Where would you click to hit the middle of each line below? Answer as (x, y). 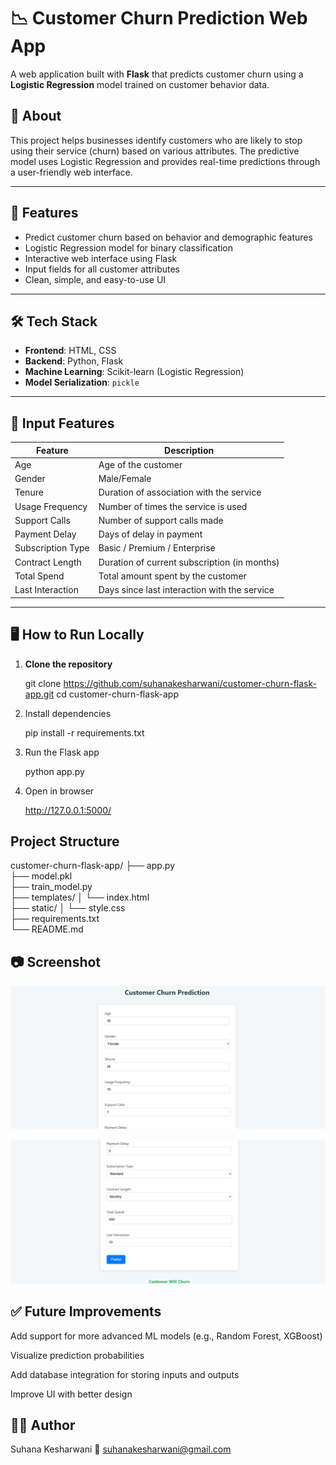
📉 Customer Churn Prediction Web (159, 18)
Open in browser (59, 791)
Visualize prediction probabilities (77, 1355)
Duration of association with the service (180, 492)
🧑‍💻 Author (43, 1425)
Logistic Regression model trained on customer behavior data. (140, 84)
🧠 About (36, 116)
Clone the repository (68, 664)
